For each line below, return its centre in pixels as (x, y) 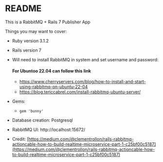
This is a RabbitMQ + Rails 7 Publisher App (48, 22)
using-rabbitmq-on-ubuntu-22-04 (54, 87)
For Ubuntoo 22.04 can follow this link (52, 71)
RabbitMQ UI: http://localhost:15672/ (49, 130)
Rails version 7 (27, 50)
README (23, 9)
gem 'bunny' (31, 111)
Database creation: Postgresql (42, 120)
